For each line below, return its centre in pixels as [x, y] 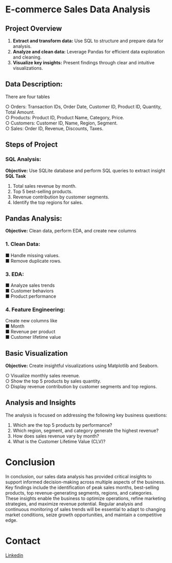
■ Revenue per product [30, 332]
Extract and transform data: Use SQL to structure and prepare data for [88, 41]
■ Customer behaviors [30, 290]
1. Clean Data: [23, 244]
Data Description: [34, 84]
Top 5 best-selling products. [43, 191]
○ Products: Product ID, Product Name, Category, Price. [65, 117]
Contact [23, 541]
